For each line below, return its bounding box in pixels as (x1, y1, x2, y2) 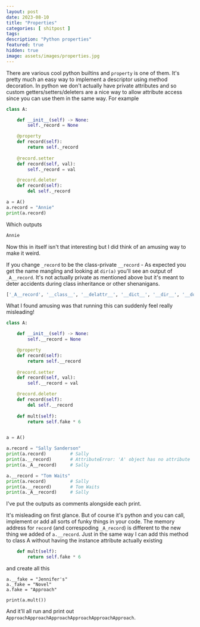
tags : (6, 31, 20, 37)
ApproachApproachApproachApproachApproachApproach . (6, 614, 136, 621)
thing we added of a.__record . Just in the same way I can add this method (6, 531, 189, 538)
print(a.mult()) (6, 597, 46, 603)
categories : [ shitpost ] (6, 25, 70, 32)
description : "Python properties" (6, 36, 92, 42)
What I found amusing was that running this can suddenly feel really (6, 302, 173, 310)
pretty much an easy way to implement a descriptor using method (6, 76, 168, 83)
